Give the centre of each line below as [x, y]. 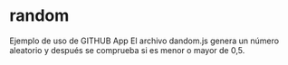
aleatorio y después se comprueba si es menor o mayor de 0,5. [127, 50]
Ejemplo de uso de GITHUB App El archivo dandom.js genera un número [144, 41]
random [39, 16]
